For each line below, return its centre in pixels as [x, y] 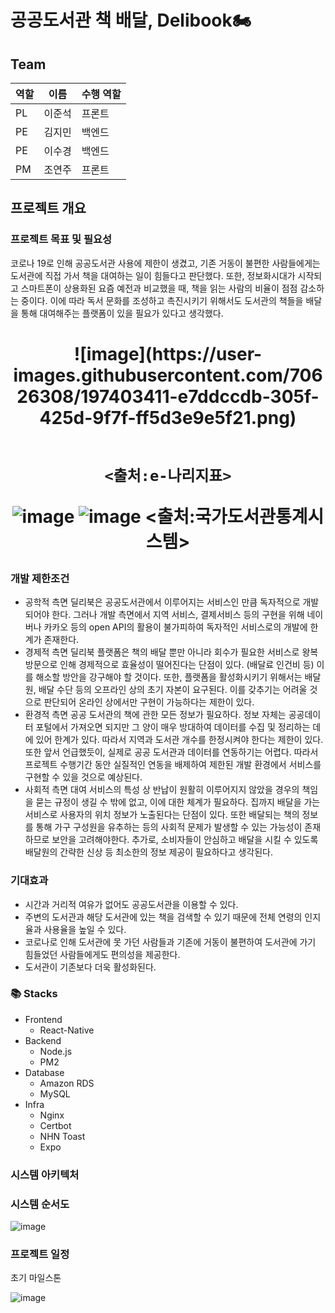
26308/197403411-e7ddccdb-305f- [168, 396]
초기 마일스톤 [36, 1278]
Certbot [55, 1125]
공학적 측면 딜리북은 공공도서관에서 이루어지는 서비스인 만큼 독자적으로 [162, 602]
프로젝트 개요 [48, 208]
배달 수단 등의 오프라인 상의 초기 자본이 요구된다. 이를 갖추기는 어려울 [173, 690]
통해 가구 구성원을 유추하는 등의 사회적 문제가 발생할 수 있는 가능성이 [169, 827]
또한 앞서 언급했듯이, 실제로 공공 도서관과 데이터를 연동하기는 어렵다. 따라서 [171, 752]
